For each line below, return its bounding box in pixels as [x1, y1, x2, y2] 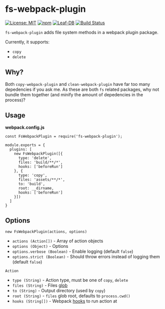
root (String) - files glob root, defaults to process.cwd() [12, 293, 131, 299]
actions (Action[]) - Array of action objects [12, 238, 104, 244]
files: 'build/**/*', [18, 159, 63, 165]
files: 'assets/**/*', [18, 177, 65, 182]
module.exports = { [5, 142, 45, 148]
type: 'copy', [18, 173, 48, 178]
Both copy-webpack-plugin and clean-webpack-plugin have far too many [5, 81, 150, 87]
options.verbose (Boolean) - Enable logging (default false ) [12, 248, 133, 255]
